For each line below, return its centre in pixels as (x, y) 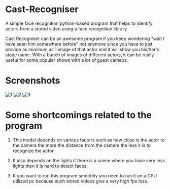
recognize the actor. (33, 150)
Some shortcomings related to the (79, 115)
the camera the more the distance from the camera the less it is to (82, 145)
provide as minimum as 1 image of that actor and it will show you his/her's (82, 49)
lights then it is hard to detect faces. (50, 166)
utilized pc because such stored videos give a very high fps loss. (80, 181)
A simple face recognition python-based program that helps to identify (79, 23)
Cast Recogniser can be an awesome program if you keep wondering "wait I (85, 39)
